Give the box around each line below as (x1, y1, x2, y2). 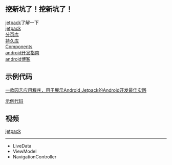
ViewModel (12, 148, 37, 155)
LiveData (12, 143, 32, 149)
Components (5, 43, 33, 50)
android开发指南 (5, 49, 40, 55)
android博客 (5, 56, 31, 62)
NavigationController (12, 154, 57, 160)
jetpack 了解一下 (5, 19, 39, 26)
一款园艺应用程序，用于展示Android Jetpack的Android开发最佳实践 (5, 87, 147, 93)
